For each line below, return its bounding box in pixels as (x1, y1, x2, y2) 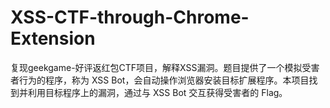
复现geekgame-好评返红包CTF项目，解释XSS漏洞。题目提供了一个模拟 (10, 61, 303, 73)
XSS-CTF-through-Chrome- (10, 6, 250, 29)
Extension (10, 27, 96, 50)
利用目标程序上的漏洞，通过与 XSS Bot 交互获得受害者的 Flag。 (27, 86, 288, 98)
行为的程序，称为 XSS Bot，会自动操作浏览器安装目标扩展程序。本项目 (18, 74, 310, 86)
